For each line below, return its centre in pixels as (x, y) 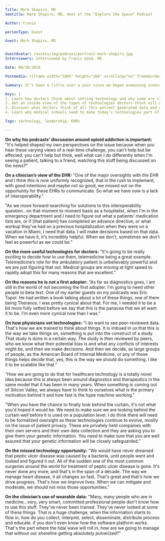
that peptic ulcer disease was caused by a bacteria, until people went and (80, 456)
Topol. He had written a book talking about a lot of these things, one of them (82, 297)
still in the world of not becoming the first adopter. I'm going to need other (80, 287)
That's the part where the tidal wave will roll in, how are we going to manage (82, 528)
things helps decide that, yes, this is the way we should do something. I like (81, 359)
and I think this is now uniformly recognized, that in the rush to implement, (80, 180)
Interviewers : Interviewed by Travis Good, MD (54, 59)
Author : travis (21, 23)
